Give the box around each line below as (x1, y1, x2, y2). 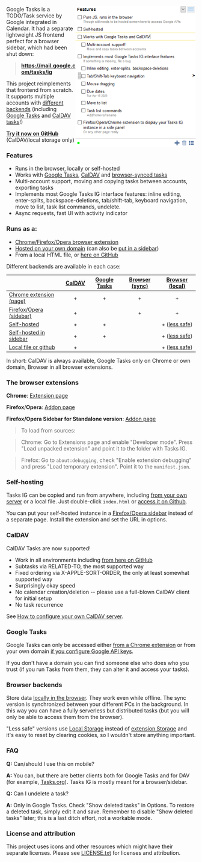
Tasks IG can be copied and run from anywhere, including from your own (6, 491, 188, 499)
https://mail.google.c (20, 62, 76, 69)
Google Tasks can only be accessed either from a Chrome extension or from (6, 642, 196, 649)
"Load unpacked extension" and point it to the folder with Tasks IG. (20, 445, 188, 452)
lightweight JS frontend (6, 31, 64, 38)
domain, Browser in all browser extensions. (6, 363, 113, 371)
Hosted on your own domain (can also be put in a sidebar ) (14, 244, 159, 252)
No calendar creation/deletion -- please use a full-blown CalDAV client (14, 588, 190, 595)
